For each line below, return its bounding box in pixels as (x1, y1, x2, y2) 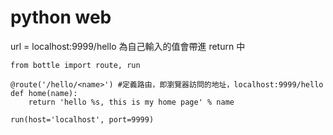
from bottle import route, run (10, 60, 141, 70)
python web (10, 6, 112, 29)
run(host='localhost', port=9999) (10, 114, 155, 125)
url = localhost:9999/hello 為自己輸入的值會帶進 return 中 (10, 40, 246, 52)
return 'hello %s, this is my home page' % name (28, 97, 235, 107)
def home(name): (10, 88, 78, 98)
